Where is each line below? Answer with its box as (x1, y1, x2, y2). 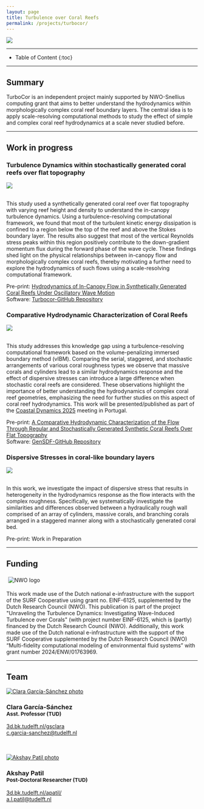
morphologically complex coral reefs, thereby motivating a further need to (6, 258, 191, 265)
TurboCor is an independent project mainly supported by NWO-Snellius (6, 94, 185, 101)
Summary (6, 77, 44, 87)
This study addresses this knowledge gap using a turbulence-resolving (6, 343, 184, 350)
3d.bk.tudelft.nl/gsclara (6, 723, 65, 730)
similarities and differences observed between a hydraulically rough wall (6, 504, 188, 511)
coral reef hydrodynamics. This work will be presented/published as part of (6, 400, 195, 408)
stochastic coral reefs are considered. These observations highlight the (6, 381, 185, 389)
